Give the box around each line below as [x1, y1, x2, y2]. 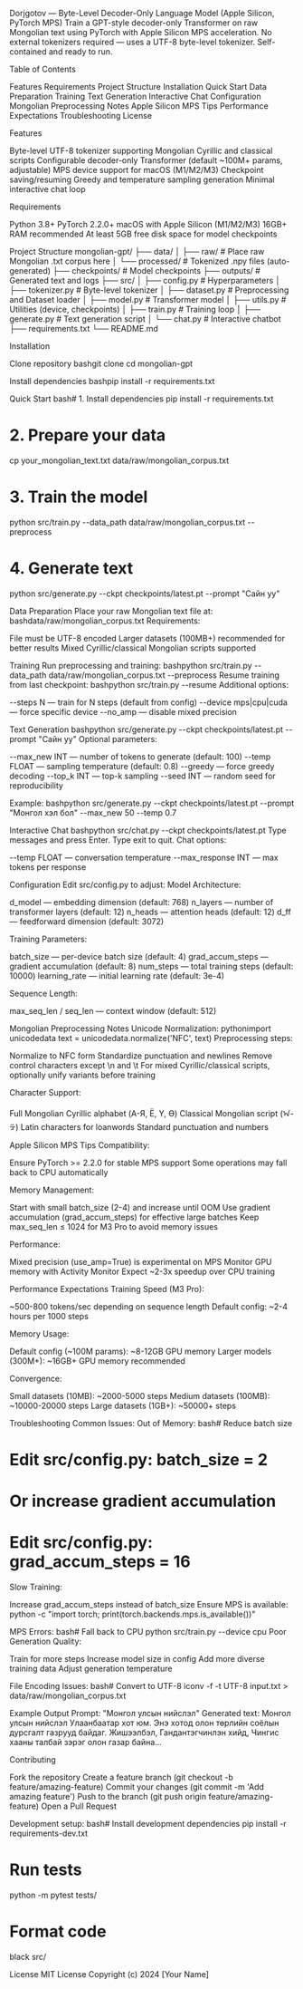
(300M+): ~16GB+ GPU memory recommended [9, 1355, 185, 1366]
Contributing [9, 1754, 56, 1765]
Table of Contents [9, 63, 77, 74]
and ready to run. [48, 46, 113, 57]
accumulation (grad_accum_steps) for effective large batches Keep [9, 1212, 260, 1222]
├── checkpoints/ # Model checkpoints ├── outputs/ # [52, 266, 260, 275]
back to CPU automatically [9, 1166, 109, 1177]
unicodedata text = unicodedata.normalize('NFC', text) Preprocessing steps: [9, 1032, 294, 1043]
